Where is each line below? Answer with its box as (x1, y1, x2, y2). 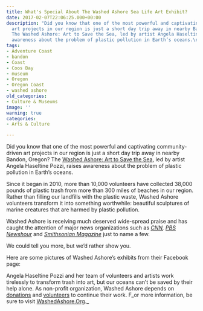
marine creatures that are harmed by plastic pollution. (6, 206, 140, 213)
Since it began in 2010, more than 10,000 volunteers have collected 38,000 (6, 181, 193, 188)
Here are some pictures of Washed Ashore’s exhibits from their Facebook (6, 254, 188, 261)
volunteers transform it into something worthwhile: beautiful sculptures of (6, 200, 190, 207)
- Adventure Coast (6, 48, 53, 54)
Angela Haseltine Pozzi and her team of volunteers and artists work (6, 272, 174, 280)
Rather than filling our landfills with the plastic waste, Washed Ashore (6, 193, 179, 200)
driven (6, 149, 22, 157)
